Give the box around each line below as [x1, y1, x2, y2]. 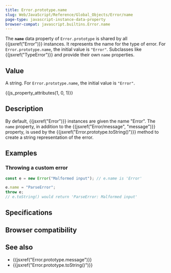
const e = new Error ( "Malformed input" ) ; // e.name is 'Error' [5, 176, 142, 181]
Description [5, 105, 43, 113]
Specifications [5, 208, 52, 217]
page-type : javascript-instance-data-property [5, 17, 106, 22]
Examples [5, 149, 37, 158]
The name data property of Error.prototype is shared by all [5, 36, 128, 42]
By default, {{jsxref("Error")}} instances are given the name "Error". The [5, 118, 156, 124]
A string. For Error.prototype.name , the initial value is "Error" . [5, 80, 135, 86]
